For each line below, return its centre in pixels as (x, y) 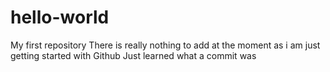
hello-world (60, 17)
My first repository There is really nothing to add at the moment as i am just (165, 45)
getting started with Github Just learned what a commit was (133, 55)
